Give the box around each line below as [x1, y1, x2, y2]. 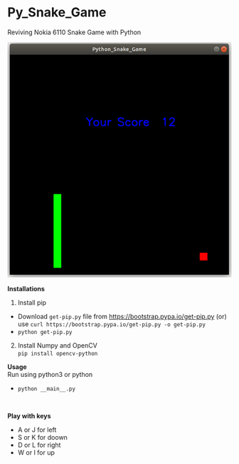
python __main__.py [17, 385, 76, 393]
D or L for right [17, 440, 61, 449]
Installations [7, 284, 45, 293]
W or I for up [17, 448, 55, 457]
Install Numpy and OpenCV [17, 341, 97, 350]
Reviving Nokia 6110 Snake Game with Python [7, 28, 142, 36]
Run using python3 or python [7, 370, 93, 378]
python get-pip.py [17, 328, 73, 336]
